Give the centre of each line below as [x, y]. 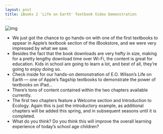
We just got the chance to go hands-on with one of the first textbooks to [85, 38]
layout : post [18, 10]
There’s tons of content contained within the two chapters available [80, 90]
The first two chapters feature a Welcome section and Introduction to [82, 100]
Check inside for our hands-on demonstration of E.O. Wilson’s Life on [82, 74]
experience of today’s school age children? [56, 126]
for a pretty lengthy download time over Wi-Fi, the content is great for [82, 58]
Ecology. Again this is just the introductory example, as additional [78, 106]
